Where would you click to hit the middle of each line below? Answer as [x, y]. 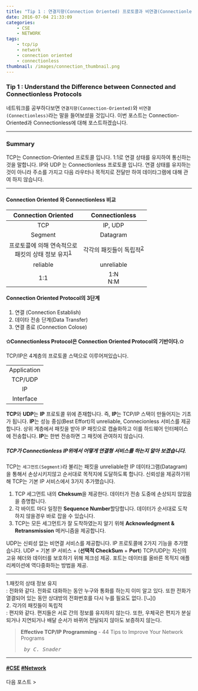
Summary [21, 144]
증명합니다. [34, 501]
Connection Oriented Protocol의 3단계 [53, 298]
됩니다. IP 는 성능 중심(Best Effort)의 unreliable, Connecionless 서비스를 [96, 421]
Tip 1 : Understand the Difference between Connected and [91, 87]
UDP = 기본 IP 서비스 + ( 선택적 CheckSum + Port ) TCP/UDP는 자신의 [105, 550]
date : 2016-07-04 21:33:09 [39, 17]
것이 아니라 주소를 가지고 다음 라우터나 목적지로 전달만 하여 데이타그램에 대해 [94, 172]
